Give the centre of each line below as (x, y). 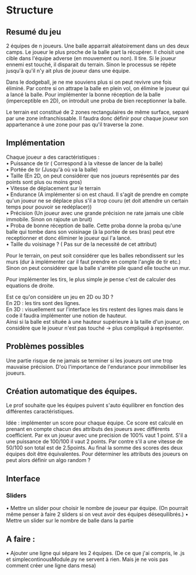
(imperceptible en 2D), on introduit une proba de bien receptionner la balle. (97, 101)
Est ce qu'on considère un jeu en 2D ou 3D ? (60, 297)
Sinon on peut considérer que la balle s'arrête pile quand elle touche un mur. (98, 268)
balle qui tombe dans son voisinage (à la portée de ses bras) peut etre (90, 231)
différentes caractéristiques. (40, 412)
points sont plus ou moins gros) (44, 182)
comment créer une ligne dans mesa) (51, 565)
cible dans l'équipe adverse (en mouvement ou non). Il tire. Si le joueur (91, 58)
